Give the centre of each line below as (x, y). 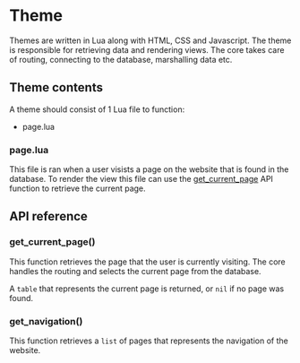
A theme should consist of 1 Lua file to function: (97, 109)
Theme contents (56, 87)
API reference (48, 216)
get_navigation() (46, 321)
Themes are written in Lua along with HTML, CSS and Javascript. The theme (150, 40)
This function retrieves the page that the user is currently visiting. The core (147, 262)
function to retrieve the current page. (77, 188)
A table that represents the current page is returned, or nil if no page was (147, 289)
